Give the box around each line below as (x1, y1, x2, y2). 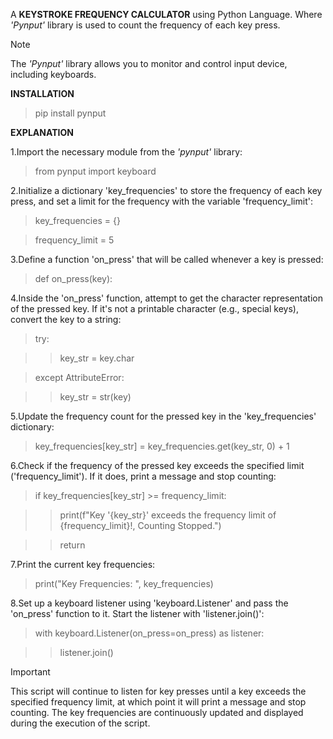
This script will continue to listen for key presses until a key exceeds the (10, 685, 307, 697)
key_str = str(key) (59, 391, 132, 403)
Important (10, 666, 51, 678)
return (59, 539, 86, 551)
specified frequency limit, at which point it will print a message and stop (10, 696, 307, 708)
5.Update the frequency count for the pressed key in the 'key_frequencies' (10, 410, 317, 422)
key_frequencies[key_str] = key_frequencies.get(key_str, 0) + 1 (34, 440, 290, 452)
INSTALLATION (10, 88, 75, 99)
